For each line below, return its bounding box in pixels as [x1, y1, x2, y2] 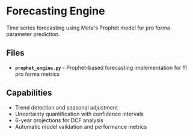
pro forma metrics [14, 70, 60, 78]
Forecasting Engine [6, 4, 105, 18]
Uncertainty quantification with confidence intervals [14, 110, 144, 117]
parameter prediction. [6, 30, 60, 37]
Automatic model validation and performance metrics [14, 123, 147, 130]
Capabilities [6, 88, 52, 98]
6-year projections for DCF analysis [14, 116, 103, 124]
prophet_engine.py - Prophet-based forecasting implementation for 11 [14, 64, 188, 71]
